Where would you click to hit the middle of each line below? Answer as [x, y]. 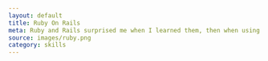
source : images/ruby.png [50, 38]
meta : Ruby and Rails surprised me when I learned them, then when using [134, 30]
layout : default [35, 15]
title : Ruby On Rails [45, 23]
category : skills [37, 45]
